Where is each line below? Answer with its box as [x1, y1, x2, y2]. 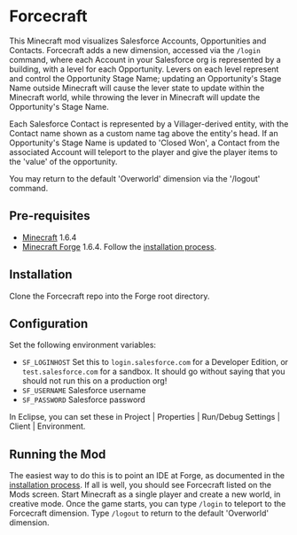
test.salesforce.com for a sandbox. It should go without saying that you [21, 366, 285, 377]
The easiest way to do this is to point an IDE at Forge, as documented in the [9, 470, 285, 481]
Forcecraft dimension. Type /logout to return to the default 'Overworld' [9, 508, 270, 519]
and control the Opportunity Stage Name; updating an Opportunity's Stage [9, 73, 282, 83]
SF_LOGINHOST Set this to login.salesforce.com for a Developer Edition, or [21, 357, 289, 368]
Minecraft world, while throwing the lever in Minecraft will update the [9, 91, 261, 103]
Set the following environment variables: [9, 339, 157, 351]
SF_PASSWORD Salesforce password [21, 394, 146, 405]
